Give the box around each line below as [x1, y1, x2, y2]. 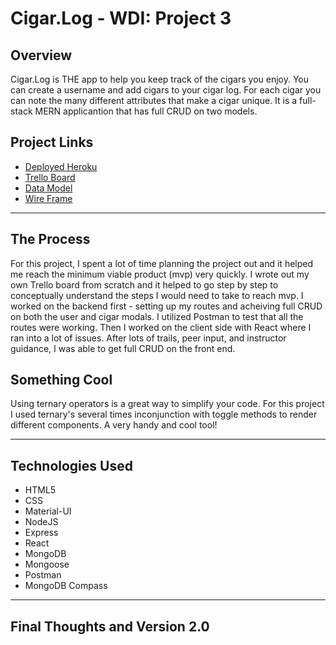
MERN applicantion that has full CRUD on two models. [34, 105, 258, 117]
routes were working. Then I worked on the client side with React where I [10, 321, 312, 333]
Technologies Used [10, 457, 133, 474]
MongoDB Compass [24, 580, 108, 592]
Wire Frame [24, 192, 73, 204]
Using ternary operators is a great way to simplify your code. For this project [10, 398, 325, 410]
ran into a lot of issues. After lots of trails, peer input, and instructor [10, 332, 287, 344]
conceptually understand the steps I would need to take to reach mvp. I [10, 289, 304, 301]
